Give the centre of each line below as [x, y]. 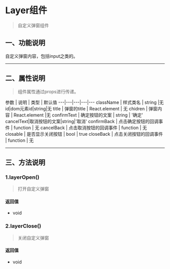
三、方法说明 [25, 162]
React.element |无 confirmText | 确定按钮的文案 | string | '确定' [78, 115]
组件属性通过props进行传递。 [48, 91]
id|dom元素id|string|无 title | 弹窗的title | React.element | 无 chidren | [76, 108]
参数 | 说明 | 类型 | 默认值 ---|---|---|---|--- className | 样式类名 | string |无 [84, 102]
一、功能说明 [25, 43]
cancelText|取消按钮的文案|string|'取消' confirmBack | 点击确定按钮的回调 [82, 121]
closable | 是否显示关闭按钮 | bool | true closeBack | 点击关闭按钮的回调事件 [84, 134]
